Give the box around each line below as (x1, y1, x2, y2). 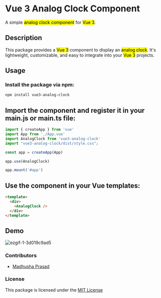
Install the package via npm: (5, 81, 75, 88)
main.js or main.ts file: (5, 114, 76, 122)
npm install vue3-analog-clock (5, 93, 70, 98)
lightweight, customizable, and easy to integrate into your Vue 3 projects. (5, 52, 155, 58)
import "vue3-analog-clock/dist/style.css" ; (5, 141, 99, 146)
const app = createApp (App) (5, 149, 63, 155)
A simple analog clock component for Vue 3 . (5, 19, 96, 25)
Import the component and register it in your (5, 106, 145, 114)
